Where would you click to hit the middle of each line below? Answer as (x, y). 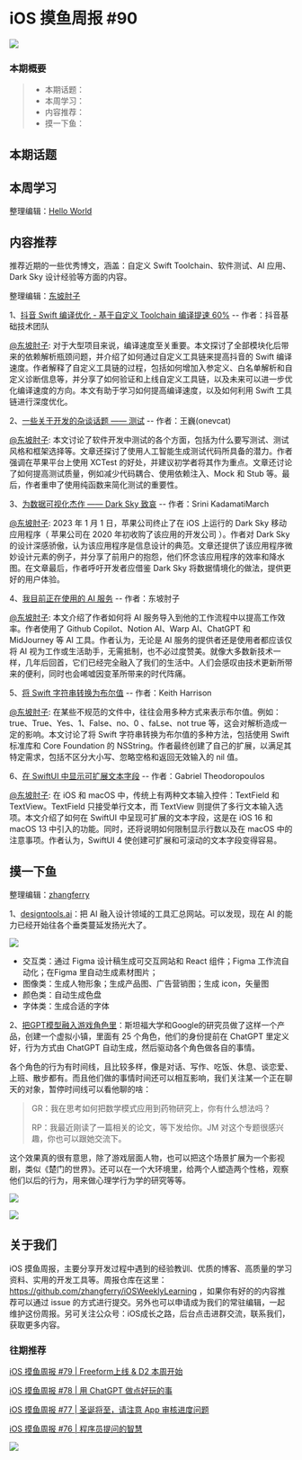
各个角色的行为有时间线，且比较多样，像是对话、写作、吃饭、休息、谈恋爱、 (151, 1067)
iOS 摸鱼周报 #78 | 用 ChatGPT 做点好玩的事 (91, 1391)
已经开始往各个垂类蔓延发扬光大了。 (84, 925)
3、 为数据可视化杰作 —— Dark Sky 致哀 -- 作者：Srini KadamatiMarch (139, 504)
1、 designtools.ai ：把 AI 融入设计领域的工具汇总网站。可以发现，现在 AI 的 (147, 914)
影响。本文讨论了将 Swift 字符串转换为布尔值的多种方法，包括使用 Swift (157, 735)
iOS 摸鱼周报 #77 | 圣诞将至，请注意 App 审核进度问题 (109, 1410)
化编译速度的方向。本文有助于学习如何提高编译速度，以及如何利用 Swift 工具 (151, 390)
